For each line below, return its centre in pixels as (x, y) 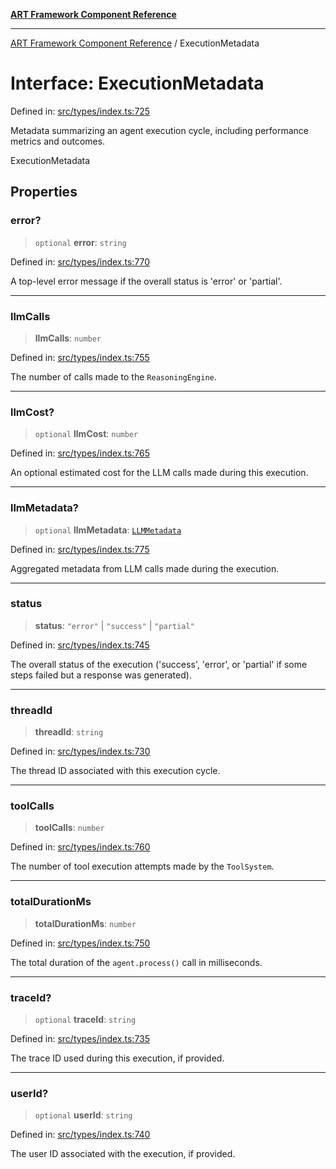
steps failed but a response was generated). (101, 675)
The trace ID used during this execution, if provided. (117, 1058)
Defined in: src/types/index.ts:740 (80, 1135)
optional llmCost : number (86, 434)
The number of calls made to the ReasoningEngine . (113, 376)
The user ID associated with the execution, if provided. (123, 1154)
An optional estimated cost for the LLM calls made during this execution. (159, 473)
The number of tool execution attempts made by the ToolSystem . (142, 866)
